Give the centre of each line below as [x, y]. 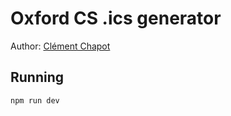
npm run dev [35, 100]
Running [37, 77]
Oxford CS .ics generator [116, 18]
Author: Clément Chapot [60, 46]
